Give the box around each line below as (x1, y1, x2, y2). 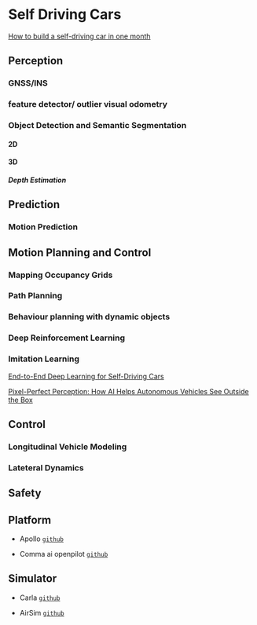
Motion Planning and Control (8, 246, 152, 259)
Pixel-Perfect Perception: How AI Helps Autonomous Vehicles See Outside (8, 386, 249, 396)
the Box (8, 395, 33, 404)
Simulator (8, 572, 57, 586)
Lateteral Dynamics (8, 462, 84, 473)
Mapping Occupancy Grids (8, 269, 113, 280)
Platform (8, 513, 52, 527)
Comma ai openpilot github (19, 550, 108, 558)
